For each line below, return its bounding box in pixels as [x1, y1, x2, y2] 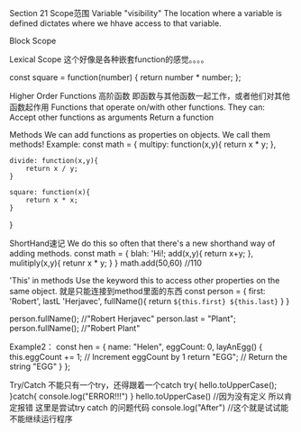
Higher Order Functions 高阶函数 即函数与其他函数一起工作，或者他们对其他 [9, 91, 290, 101]
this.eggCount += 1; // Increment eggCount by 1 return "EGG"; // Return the [9, 352, 288, 362]
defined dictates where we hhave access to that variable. [9, 18, 223, 29]
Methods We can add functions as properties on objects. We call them [9, 130, 270, 139]
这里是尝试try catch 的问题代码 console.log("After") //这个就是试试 [34, 402, 281, 412]
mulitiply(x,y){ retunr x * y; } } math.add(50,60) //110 [9, 257, 203, 268]
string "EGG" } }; [9, 361, 70, 372]
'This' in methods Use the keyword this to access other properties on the [9, 275, 280, 285]
